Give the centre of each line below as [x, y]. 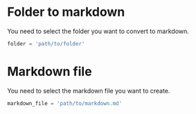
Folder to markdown [66, 12]
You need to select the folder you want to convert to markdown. [98, 31]
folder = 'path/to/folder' [46, 44]
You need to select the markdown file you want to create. [89, 91]
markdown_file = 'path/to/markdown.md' [65, 103]
